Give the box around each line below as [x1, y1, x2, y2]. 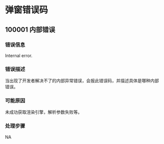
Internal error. [5, 52, 33, 59]
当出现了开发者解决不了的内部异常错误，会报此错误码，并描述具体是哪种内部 [5, 78, 159, 83]
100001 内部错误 [5, 25, 55, 34]
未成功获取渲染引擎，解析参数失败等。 [5, 109, 82, 115]
